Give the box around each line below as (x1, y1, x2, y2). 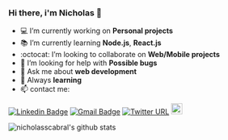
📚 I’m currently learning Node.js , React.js (19, 38, 162, 47)
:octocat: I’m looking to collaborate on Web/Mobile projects (19, 50, 221, 60)
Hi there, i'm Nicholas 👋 (8, 7, 103, 19)
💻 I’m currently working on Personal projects (19, 26, 174, 35)
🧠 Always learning (19, 76, 82, 85)
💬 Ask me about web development (19, 67, 137, 76)
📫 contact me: (19, 84, 70, 94)
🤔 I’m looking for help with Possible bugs (19, 58, 158, 68)
